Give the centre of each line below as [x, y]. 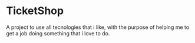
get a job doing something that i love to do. [58, 33]
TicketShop [35, 11]
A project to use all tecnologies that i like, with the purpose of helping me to [98, 27]
